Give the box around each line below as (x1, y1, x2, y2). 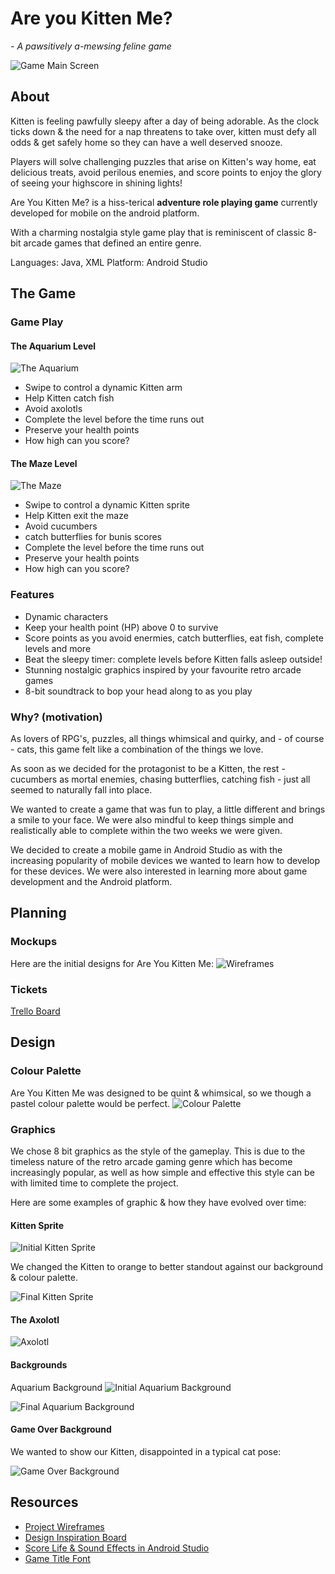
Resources (10, 1494, 79, 1511)
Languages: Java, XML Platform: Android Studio (10, 256, 208, 268)
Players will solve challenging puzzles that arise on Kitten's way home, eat (10, 155, 317, 167)
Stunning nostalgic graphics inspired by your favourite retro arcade (24, 663, 302, 676)
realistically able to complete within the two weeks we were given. (10, 825, 283, 837)
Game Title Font (24, 1552, 91, 1564)
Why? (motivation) (10, 710, 103, 724)
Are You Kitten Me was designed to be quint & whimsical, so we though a (10, 1087, 312, 1099)
